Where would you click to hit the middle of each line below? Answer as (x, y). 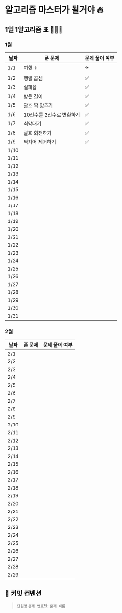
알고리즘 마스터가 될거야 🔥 (54, 10)
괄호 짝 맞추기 (38, 105)
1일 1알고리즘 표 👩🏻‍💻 (34, 29)
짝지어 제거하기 (40, 142)
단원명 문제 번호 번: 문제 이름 (41, 606)
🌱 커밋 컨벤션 (23, 593)
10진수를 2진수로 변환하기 (52, 115)
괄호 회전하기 (38, 133)
